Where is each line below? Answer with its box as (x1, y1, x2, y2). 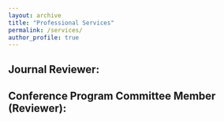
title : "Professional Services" (8, 19, 114, 27)
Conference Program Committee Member (8, 90, 216, 103)
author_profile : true (8, 33, 80, 42)
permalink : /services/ (8, 26, 83, 34)
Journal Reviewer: (8, 62, 100, 76)
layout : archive (8, 11, 62, 20)
